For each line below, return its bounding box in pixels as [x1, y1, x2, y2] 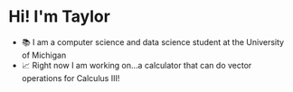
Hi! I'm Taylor [8, 6, 110, 27]
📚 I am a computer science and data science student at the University [21, 36, 285, 47]
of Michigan [21, 50, 67, 60]
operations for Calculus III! [21, 72, 120, 83]
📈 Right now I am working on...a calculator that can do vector [21, 60, 252, 70]
